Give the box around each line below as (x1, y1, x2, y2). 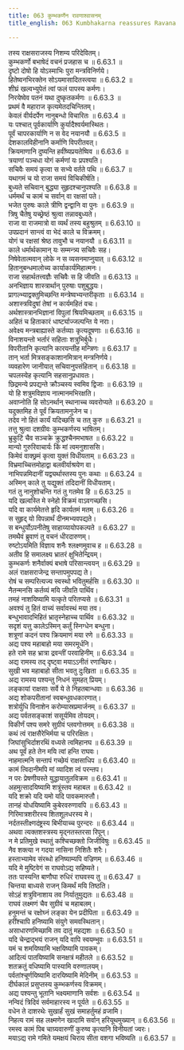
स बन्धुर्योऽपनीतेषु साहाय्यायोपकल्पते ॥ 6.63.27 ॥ (8, 522, 135, 532)
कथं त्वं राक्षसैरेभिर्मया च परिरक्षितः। (8, 728, 94, 738)
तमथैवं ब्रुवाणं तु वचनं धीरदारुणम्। (8, 531, 91, 541)
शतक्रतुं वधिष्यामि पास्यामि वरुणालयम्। (8, 961, 104, 971)
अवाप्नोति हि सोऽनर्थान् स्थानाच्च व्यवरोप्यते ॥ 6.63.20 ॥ (8, 397, 153, 407)
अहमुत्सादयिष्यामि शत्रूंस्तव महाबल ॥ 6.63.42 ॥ (8, 782, 131, 792)
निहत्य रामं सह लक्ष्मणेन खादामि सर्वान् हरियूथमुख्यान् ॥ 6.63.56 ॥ (8, 1015, 175, 1025)
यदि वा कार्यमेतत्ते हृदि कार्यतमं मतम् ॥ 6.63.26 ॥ (8, 505, 134, 514)
